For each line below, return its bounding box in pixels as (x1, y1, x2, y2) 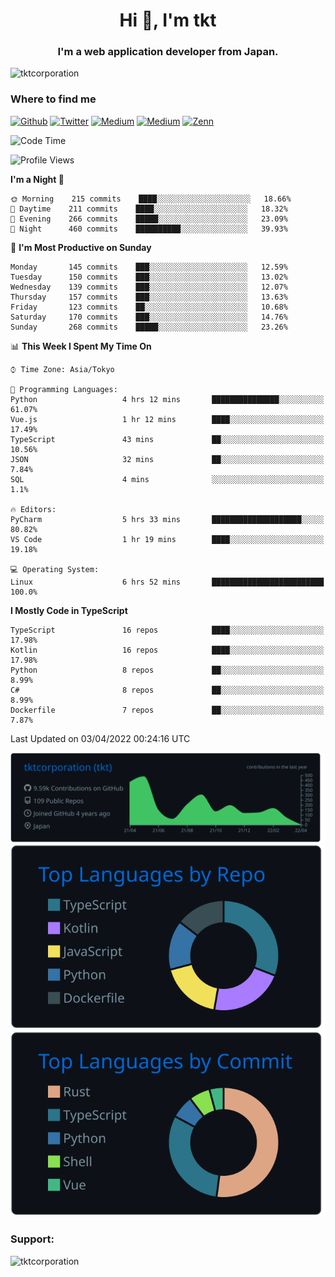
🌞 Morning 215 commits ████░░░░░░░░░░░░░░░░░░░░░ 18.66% (10, 194, 292, 204)
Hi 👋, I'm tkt (119, 9, 217, 32)
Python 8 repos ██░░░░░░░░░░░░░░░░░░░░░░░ (10, 665, 325, 675)
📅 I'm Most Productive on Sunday (10, 241, 152, 253)
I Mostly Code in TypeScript (10, 604, 128, 616)
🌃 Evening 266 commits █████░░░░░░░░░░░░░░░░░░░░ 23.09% (10, 214, 288, 224)
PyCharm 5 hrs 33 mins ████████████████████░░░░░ (10, 514, 325, 524)
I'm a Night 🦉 (10, 173, 65, 185)
